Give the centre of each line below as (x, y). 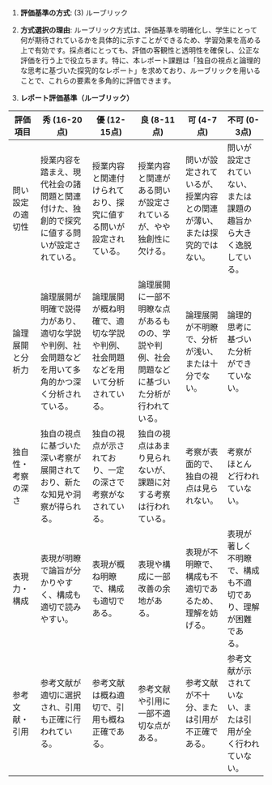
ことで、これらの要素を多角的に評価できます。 (98, 81)
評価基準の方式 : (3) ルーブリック (74, 13)
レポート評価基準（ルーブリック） (76, 98)
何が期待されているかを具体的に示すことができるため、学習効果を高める (140, 40)
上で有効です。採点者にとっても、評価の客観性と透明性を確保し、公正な (140, 50)
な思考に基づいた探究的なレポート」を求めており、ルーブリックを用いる (140, 71)
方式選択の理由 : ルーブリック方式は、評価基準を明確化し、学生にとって (138, 30)
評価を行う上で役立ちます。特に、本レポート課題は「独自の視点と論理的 (140, 60)
